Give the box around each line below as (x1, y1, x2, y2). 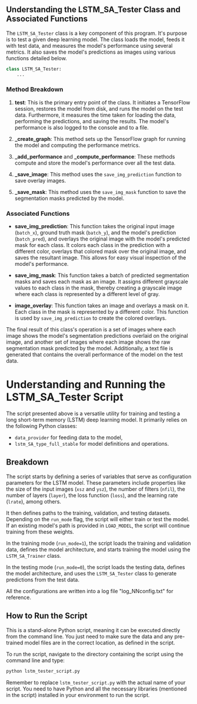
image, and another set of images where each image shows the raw (6, 338, 171, 346)
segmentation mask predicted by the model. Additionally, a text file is (6, 345, 173, 352)
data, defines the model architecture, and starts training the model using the (6, 545, 191, 553)
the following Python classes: (6, 423, 78, 430)
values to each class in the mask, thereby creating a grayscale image (14, 284, 182, 291)
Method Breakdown (6, 85, 64, 94)
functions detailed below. (6, 54, 68, 61)
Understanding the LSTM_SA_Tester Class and (6, 5, 181, 15)
